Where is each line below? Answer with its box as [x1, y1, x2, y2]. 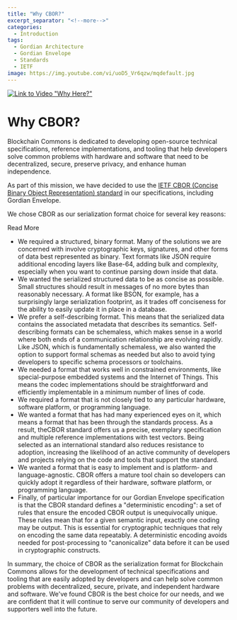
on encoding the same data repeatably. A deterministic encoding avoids [17, 531, 228, 539]
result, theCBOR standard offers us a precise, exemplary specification [17, 426, 221, 434]
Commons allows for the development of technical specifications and [7, 568, 209, 576]
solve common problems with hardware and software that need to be [7, 152, 209, 161]
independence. [7, 167, 52, 176]
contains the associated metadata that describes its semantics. [17, 320, 202, 329]
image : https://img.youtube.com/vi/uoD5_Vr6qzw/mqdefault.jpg [7, 69, 195, 77]
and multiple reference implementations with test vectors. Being [17, 433, 204, 441]
